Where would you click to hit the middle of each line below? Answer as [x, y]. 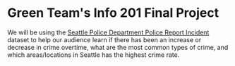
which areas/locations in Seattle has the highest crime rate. [94, 55]
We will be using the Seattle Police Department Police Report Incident [108, 32]
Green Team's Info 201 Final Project [113, 13]
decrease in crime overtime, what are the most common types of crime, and [118, 47]
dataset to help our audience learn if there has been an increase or [104, 39]
